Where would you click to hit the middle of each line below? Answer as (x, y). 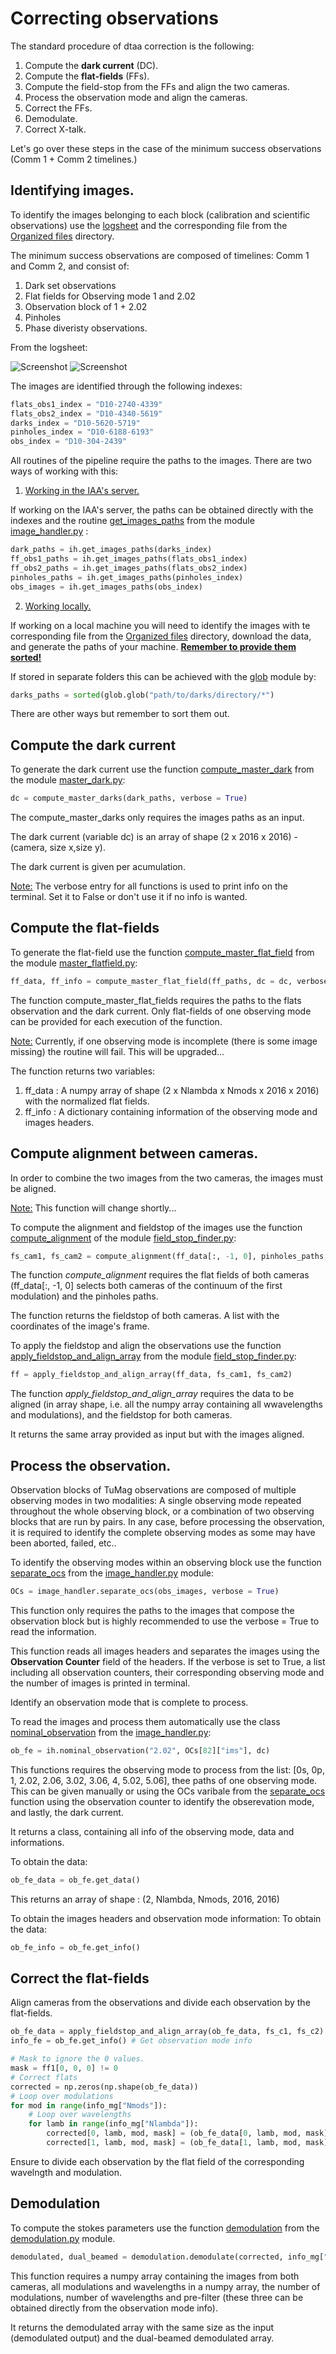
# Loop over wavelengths (80, 2115)
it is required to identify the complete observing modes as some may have (163, 1533)
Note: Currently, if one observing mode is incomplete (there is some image (164, 1041)
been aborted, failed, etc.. (63, 1543)
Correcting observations (114, 18)
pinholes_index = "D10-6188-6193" (82, 432)
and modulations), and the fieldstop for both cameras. (121, 1415)
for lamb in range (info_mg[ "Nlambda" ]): (113, 2124)
